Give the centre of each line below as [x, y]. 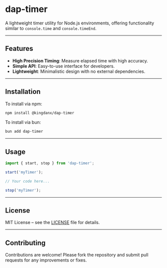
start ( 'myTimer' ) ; [24, 172]
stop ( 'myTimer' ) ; [23, 190]
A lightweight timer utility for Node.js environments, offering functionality [80, 23]
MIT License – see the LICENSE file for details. [53, 223]
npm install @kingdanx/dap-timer [40, 113]
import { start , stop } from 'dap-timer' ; [50, 163]
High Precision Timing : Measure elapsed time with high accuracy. [80, 60]
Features [19, 49]
